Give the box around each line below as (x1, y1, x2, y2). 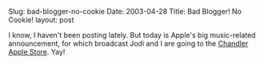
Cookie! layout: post (8, 15, 74, 24)
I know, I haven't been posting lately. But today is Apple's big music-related (8, 31, 256, 40)
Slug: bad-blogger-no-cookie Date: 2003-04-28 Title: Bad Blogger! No (8, 7, 242, 16)
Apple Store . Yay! (8, 47, 66, 56)
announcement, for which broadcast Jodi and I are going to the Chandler (8, 39, 249, 48)
